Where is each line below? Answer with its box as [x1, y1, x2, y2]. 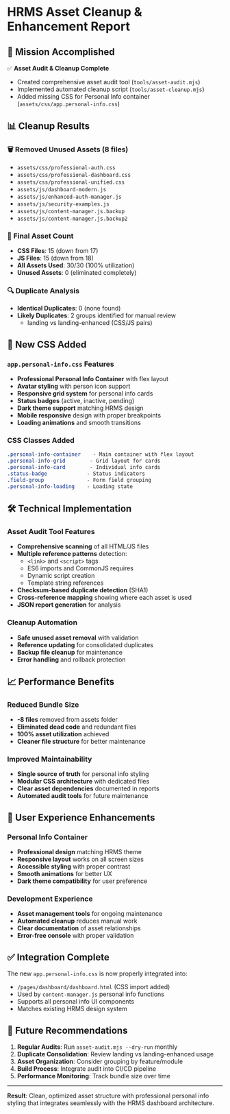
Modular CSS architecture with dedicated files [16, 777, 150, 786]
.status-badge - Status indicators [7, 470, 146, 477]
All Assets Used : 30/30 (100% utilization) [16, 261, 135, 269]
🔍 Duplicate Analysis [7, 286, 80, 295]
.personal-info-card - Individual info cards [7, 464, 161, 471]
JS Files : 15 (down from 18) [16, 254, 94, 262]
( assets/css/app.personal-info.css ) [16, 100, 120, 108]
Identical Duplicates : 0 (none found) [16, 304, 121, 313]
